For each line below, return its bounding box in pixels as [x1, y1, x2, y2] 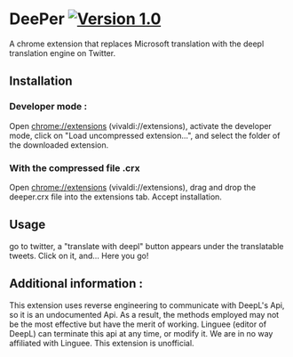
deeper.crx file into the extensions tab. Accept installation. [9, 191, 222, 202]
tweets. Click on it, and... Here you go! [9, 250, 149, 261]
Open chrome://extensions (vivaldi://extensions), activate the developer [9, 120, 273, 131]
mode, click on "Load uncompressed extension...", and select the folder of [9, 130, 281, 141]
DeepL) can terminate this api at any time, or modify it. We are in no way [9, 328, 273, 338]
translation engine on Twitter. [9, 47, 116, 58]
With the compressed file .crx [9, 161, 140, 174]
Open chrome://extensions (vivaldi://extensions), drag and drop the [9, 182, 256, 192]
